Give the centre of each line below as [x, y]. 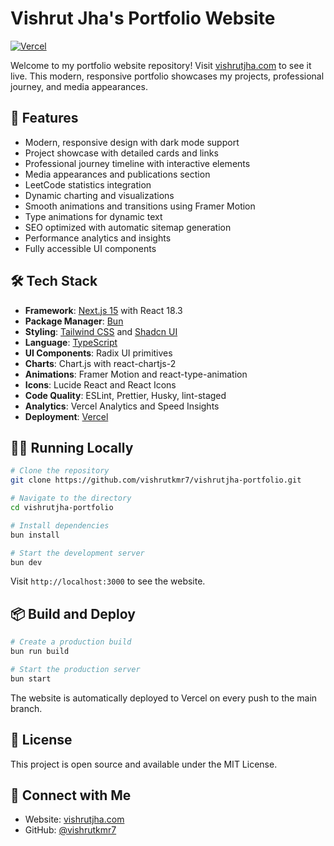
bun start [31, 678]
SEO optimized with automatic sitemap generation [128, 227]
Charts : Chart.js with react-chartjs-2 [100, 363]
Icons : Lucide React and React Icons [100, 384]
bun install [35, 535]
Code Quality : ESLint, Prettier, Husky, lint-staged [125, 395]
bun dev [26, 562]
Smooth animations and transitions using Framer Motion [140, 206]
